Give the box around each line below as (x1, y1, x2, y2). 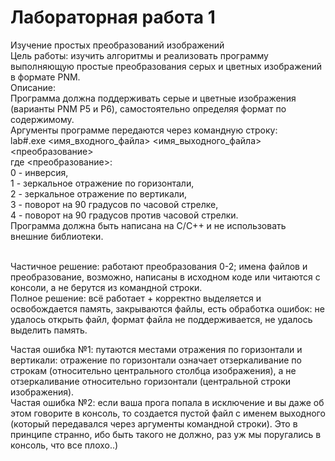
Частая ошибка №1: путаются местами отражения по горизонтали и (10, 343, 303, 355)
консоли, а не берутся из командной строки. (10, 281, 203, 293)
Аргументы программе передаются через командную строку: (10, 124, 278, 136)
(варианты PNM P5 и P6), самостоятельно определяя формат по (10, 102, 287, 115)
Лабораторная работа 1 (10, 6, 216, 29)
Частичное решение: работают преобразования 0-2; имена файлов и (10, 260, 308, 272)
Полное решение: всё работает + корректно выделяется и (10, 292, 262, 304)
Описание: (10, 81, 56, 93)
